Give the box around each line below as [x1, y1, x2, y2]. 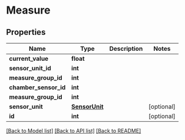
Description [109, 45, 143, 53]
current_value [9, 54, 49, 63]
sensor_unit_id [9, 64, 51, 72]
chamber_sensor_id [9, 83, 66, 92]
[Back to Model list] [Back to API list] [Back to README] [6, 128, 141, 134]
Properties [6, 27, 46, 37]
